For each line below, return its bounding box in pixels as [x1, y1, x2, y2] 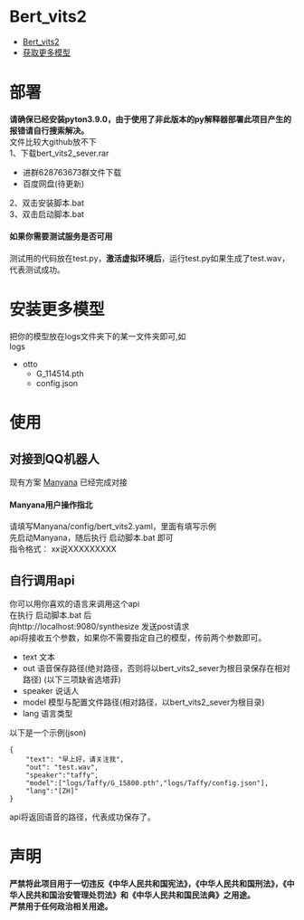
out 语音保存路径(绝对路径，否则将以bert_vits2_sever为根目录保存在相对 [22, 663, 291, 674]
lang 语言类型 [22, 708, 73, 719]
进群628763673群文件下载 [22, 166, 122, 177]
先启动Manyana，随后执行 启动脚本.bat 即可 [9, 532, 174, 544]
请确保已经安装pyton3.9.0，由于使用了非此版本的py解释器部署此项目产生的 [9, 113, 292, 124]
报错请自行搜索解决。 [9, 125, 89, 136]
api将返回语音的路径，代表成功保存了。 [9, 811, 156, 822]
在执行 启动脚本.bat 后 [9, 610, 92, 621]
